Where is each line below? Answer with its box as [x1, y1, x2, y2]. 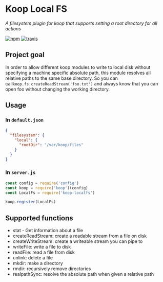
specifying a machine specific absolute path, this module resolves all [5, 69, 151, 76]
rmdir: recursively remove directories [12, 266, 91, 272]
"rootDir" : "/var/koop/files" [18, 143, 84, 148]
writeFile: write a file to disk [12, 244, 71, 250]
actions [5, 25, 22, 31]
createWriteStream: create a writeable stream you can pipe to [12, 238, 143, 244]
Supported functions [5, 214, 73, 222]
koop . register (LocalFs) [5, 199, 56, 205]
